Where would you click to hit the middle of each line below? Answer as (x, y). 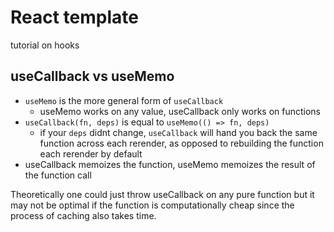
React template (74, 17)
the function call (58, 175)
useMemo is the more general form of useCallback (124, 100)
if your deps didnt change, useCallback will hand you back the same (178, 132)
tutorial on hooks (45, 45)
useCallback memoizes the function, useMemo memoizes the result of (170, 164)
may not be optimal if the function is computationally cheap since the (152, 205)
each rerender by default (91, 153)
